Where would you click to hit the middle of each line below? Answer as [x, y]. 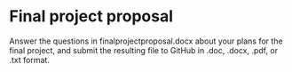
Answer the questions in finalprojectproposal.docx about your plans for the [146, 41]
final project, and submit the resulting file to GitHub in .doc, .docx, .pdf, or [143, 50]
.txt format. [30, 60]
